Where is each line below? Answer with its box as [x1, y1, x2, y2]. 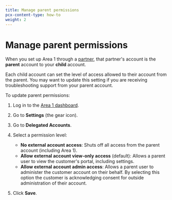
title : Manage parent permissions [5, 7, 80, 13]
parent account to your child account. [5, 62, 86, 68]
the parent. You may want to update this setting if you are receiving [5, 77, 148, 83]
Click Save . [12, 190, 37, 196]
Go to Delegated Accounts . [12, 122, 72, 128]
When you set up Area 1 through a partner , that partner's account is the [5, 56, 156, 62]
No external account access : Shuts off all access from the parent [20, 142, 160, 148]
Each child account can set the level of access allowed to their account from [5, 71, 167, 77]
